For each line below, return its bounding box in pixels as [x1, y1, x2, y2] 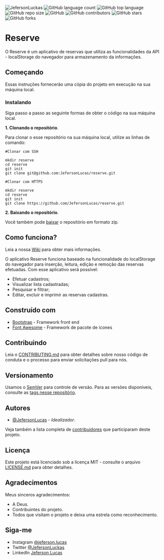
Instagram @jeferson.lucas [12, 539, 67, 545]
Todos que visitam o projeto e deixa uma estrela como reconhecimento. [12, 512, 158, 518]
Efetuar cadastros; [12, 276, 50, 282]
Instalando [5, 99, 31, 105]
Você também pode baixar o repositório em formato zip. [5, 219, 119, 225]
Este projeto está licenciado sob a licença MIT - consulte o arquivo [5, 459, 140, 465]
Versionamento [5, 371, 54, 380]
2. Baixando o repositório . [5, 210, 59, 215]
